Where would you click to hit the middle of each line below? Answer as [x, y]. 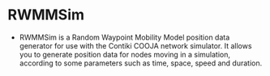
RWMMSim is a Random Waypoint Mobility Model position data [124, 37]
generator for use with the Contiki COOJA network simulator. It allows [135, 45]
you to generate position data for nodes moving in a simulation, [125, 54]
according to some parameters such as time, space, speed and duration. [141, 63]
